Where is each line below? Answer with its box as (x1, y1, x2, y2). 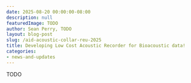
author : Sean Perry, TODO (6, 25, 72, 32)
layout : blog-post (6, 32, 53, 38)
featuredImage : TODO (6, 20, 59, 26)
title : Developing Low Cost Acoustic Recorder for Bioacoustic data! (6, 43, 186, 49)
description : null (6, 15, 53, 21)
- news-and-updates (6, 54, 56, 60)
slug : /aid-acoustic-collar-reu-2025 (6, 37, 102, 43)
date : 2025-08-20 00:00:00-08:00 (6, 8, 91, 15)
